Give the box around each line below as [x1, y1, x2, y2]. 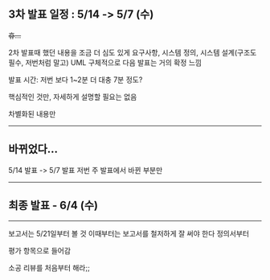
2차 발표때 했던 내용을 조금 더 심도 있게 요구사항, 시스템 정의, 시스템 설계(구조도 [8, 47, 257, 57]
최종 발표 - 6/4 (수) [8, 199, 99, 212]
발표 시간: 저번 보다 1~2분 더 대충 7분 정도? [8, 75, 143, 84]
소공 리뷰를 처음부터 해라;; [8, 263, 90, 273]
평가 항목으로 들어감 [8, 246, 71, 256]
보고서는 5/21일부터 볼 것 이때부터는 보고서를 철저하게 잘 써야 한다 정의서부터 [8, 229, 250, 239]
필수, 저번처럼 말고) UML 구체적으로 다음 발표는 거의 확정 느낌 [8, 57, 202, 67]
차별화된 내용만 [8, 109, 56, 118]
